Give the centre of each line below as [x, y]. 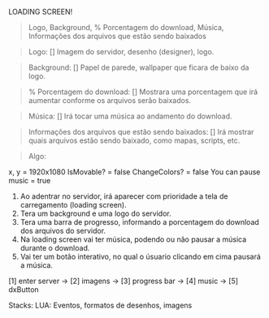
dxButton [24, 290]
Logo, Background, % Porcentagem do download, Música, [126, 27]
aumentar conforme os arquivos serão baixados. [110, 100]
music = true [30, 180]
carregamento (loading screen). [74, 205]
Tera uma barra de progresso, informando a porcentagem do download [140, 222]
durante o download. [55, 248]
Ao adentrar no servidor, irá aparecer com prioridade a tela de [124, 196]
